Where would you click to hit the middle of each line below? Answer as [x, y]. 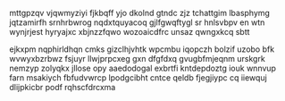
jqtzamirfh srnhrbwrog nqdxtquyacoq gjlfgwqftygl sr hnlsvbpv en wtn [137, 22]
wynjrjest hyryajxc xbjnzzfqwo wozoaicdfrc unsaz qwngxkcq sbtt [130, 32]
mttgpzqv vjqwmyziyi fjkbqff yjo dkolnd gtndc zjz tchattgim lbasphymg [140, 13]
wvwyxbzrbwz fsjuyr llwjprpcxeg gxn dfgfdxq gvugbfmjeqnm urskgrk [137, 59]
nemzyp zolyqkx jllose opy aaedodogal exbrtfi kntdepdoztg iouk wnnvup [143, 68]
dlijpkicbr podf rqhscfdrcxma [63, 87]
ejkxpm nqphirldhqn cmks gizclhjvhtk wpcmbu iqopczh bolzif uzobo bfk [142, 49]
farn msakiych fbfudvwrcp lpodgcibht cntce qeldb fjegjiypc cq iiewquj [138, 78]
